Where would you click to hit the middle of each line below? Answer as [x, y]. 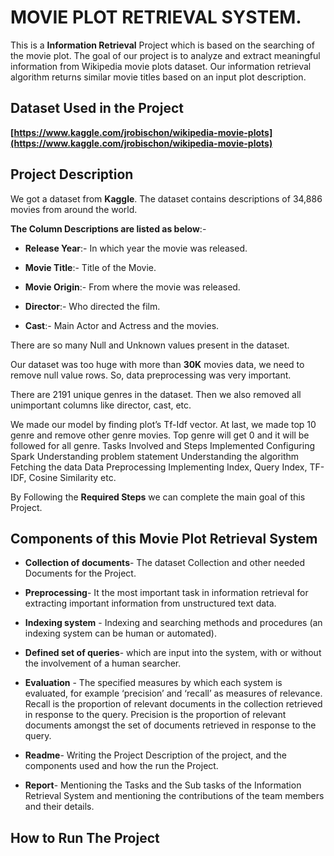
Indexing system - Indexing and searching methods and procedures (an [173, 623]
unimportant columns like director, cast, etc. [101, 405]
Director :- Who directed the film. [92, 306]
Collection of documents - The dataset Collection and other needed [165, 563]
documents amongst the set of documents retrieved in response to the [170, 725]
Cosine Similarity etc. [72, 477]
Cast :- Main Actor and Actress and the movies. [122, 325]
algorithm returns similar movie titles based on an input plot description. [158, 77]
